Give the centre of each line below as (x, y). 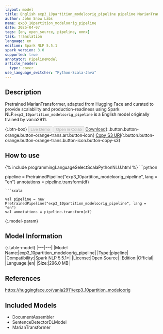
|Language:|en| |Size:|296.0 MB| (38, 263)
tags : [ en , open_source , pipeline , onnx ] (48, 32)
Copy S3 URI (108, 135)
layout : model (19, 9)
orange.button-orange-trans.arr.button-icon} (50, 135)
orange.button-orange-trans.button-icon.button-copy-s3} (63, 140)
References (23, 278)
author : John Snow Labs (29, 18)
